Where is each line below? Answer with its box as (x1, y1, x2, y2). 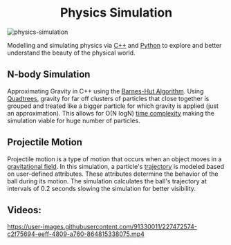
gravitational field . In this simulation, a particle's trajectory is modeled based (7, 162, 225, 170)
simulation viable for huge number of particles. (7, 116, 140, 125)
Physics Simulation (59, 5, 173, 21)
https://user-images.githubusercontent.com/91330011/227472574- (7, 223, 197, 231)
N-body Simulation (7, 69, 91, 80)
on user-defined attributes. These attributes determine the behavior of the (7, 170, 219, 178)
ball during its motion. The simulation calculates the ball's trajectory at (7, 176, 207, 185)
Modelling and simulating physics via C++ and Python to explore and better (7, 41, 222, 49)
